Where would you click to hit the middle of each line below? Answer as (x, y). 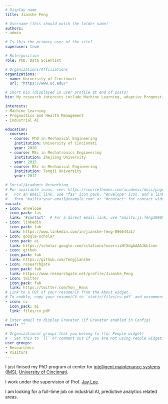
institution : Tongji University (48, 171)
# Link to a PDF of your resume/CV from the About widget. (68, 292)
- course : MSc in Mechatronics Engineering (55, 153)
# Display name (21, 10)
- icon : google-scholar (30, 236)
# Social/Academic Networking (37, 185)
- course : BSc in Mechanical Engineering (53, 167)
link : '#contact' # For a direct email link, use (63, 218)
